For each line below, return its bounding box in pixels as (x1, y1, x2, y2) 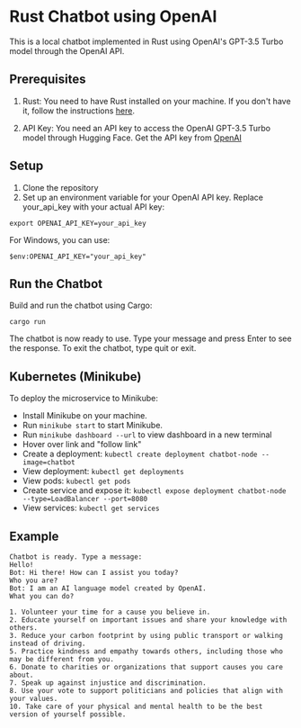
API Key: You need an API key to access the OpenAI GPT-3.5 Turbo (22, 122, 271, 133)
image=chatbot (22, 458, 75, 467)
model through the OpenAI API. (9, 45, 125, 56)
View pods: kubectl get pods (22, 475, 131, 487)
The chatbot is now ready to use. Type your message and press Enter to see (9, 333, 292, 344)
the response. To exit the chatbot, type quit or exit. (9, 343, 197, 354)
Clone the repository (22, 182, 99, 193)
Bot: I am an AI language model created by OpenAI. (9, 584, 207, 593)
